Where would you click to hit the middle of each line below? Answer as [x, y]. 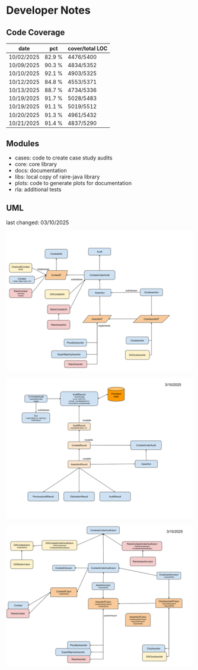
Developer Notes [48, 10]
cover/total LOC [88, 48]
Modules [23, 143]
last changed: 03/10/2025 [38, 222]
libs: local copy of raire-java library [57, 177]
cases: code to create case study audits [63, 158]
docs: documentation [41, 171]
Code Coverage [36, 32]
